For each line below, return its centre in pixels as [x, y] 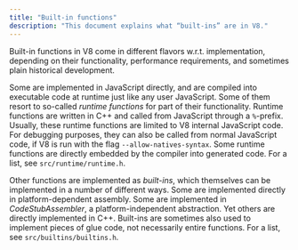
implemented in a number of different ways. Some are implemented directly [148, 190]
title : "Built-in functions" [63, 17]
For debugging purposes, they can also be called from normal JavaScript [143, 134]
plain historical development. [62, 70]
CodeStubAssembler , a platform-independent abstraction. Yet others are [142, 208]
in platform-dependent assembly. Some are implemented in [118, 199]
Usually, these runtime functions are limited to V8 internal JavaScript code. [146, 125]
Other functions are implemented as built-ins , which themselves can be [140, 180]
